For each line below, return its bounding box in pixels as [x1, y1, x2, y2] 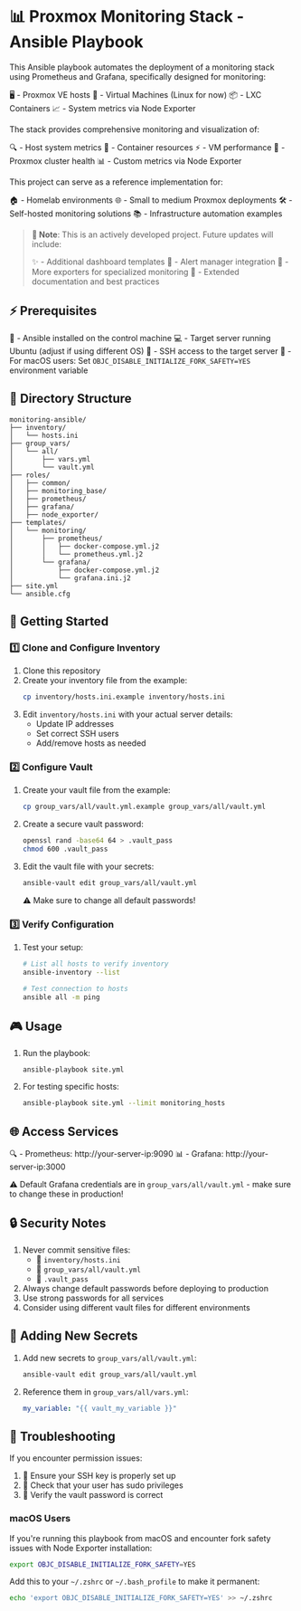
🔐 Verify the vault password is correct [22, 1490, 164, 1501]
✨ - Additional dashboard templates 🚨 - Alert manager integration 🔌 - [31, 256, 289, 267]
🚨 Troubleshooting [9, 1428, 116, 1444]
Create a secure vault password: [22, 819, 145, 830]
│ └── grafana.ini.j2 [9, 573, 131, 583]
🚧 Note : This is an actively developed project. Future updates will [31, 229, 274, 240]
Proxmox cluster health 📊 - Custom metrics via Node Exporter [9, 155, 242, 167]
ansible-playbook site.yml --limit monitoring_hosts [22, 1099, 226, 1108]
